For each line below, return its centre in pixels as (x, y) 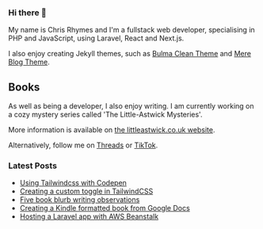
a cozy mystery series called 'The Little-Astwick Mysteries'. (105, 115)
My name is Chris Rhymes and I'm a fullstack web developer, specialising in (131, 30)
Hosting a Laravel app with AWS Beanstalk (89, 216)
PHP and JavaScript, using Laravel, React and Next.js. (96, 38)
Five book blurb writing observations (80, 200)
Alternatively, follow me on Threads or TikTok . (83, 145)
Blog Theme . (29, 62)
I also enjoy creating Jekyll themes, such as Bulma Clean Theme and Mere (130, 54)
